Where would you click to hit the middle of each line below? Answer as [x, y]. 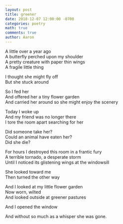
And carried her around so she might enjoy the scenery [61, 102]
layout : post [19, 10]
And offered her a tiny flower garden [42, 96]
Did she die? [18, 142]
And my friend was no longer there [41, 117]
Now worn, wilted [23, 192]
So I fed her [17, 91]
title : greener [21, 14]
